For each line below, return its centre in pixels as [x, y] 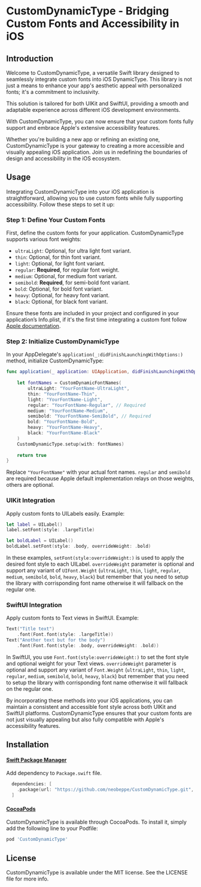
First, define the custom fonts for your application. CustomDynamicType [95, 233]
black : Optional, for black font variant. [61, 302]
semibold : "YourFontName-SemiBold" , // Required [89, 416]
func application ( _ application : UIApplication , [68, 372]
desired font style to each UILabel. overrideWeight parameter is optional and [100, 564]
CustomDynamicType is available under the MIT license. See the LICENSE [97, 872]
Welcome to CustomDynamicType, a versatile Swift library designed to [93, 73]
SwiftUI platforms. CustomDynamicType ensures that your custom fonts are [99, 713]
